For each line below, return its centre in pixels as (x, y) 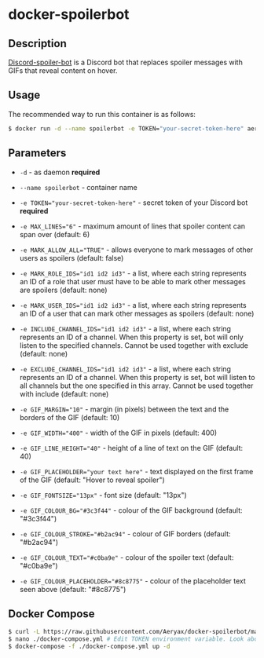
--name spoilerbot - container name (78, 187)
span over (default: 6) (55, 234)
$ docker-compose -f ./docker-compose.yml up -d (89, 647)
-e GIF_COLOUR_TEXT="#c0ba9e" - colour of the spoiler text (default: (126, 557)
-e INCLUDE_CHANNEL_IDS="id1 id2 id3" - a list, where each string (125, 328)
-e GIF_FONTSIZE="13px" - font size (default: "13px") (103, 495)
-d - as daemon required (60, 172)
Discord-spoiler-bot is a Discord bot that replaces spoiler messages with (126, 62)
